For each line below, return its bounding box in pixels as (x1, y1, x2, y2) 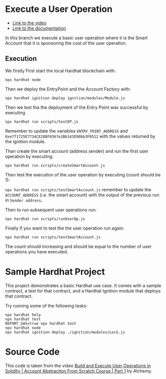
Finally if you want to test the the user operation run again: (5, 225, 125, 231)
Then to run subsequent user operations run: (5, 207, 97, 213)
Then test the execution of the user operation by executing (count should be (5, 171, 161, 177)
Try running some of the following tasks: (5, 303, 88, 308)
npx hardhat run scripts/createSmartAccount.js (5, 163, 106, 168)
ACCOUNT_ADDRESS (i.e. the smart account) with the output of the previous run (5, 192, 160, 198)
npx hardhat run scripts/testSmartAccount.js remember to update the (5, 186, 152, 192)
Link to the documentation (12, 25, 66, 31)
